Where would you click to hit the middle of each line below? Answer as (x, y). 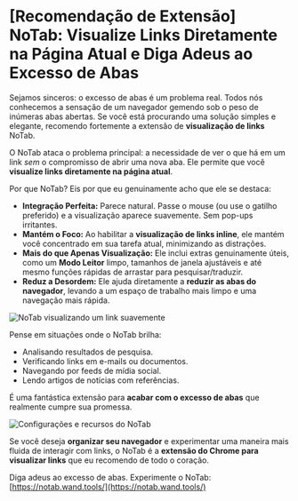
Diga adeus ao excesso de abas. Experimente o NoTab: (110, 477)
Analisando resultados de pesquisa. (88, 352)
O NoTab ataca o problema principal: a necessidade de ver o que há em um (148, 152)
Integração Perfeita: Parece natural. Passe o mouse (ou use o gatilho (149, 205)
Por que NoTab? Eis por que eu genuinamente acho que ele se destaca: (140, 188)
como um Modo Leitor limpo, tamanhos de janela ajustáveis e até (142, 262)
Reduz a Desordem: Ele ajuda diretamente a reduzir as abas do (139, 281)
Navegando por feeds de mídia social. (92, 370)
